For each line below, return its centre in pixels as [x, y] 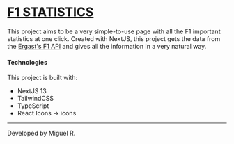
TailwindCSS [36, 99]
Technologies [28, 62]
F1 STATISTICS [50, 12]
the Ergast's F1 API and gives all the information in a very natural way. [107, 46]
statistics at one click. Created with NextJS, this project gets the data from [114, 38]
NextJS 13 [32, 91]
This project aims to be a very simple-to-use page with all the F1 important [114, 31]
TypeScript [33, 106]
